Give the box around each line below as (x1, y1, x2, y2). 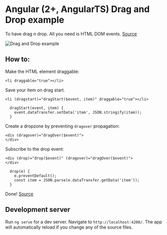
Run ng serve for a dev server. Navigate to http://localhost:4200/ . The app (5, 218, 162, 224)
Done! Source (5, 191, 33, 197)
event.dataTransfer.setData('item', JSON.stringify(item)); (14, 109, 142, 115)
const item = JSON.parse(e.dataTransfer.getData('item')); (14, 177, 140, 183)
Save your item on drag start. (5, 87, 65, 93)
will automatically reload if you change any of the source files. (5, 224, 133, 230)
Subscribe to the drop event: (5, 146, 64, 152)
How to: (5, 55, 30, 64)
